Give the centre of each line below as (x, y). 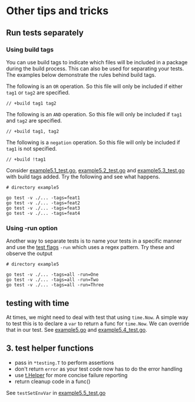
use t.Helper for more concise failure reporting (71, 375)
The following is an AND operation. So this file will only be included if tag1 (94, 114)
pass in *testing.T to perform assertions (64, 362)
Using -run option (32, 228)
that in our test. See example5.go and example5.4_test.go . (77, 329)
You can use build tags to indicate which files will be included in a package (97, 62)
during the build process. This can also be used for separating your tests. (95, 68)
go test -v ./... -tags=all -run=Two (52, 280)
